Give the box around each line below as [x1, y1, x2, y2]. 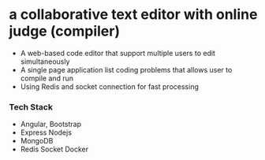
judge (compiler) [9, 22, 121, 40]
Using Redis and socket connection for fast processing [20, 81, 200, 91]
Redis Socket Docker [20, 144, 89, 154]
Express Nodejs [20, 128, 72, 137]
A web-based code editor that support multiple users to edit [20, 48, 216, 58]
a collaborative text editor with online [9, 6, 258, 24]
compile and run [20, 73, 74, 83]
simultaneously [20, 57, 70, 66]
